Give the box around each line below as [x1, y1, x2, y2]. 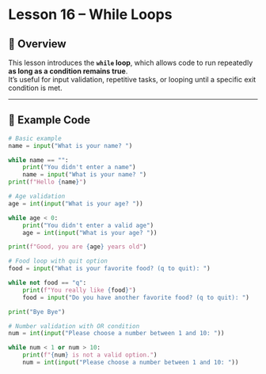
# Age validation [8, 192, 66, 201]
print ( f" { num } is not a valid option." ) [22, 351, 158, 359]
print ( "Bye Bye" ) [8, 308, 66, 315]
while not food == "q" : [8, 279, 87, 287]
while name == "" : [8, 156, 69, 164]
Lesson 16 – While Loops [8, 6, 173, 24]
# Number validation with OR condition [8, 322, 140, 330]
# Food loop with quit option [8, 257, 108, 266]
